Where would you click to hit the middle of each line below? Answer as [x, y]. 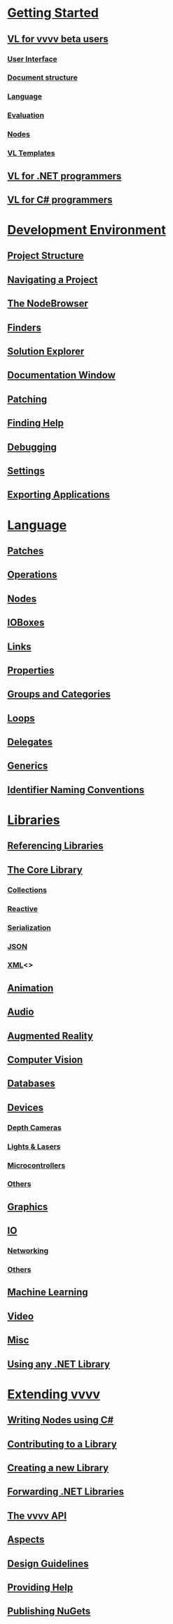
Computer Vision [45, 1060]
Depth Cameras [34, 1128]
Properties [31, 670]
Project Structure [46, 256]
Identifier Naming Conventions [76, 790]
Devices [26, 1108]
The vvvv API [37, 1515]
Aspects [26, 1540]
